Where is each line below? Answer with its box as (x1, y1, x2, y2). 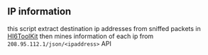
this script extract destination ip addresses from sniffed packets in (7, 24, 201, 32)
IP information (7, 6, 72, 18)
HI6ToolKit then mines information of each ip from (7, 32, 154, 40)
